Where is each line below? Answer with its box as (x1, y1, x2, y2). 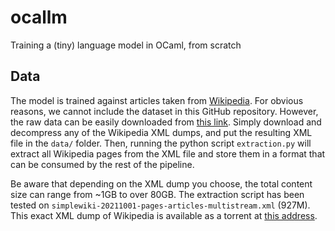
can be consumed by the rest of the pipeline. (10, 158, 195, 170)
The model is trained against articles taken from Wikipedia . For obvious (10, 94, 304, 106)
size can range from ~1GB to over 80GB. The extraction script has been (10, 188, 305, 200)
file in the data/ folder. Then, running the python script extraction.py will (10, 137, 312, 149)
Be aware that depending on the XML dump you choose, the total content (10, 177, 313, 190)
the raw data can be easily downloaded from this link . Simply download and (10, 116, 322, 128)
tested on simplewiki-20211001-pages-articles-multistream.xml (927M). (10, 199, 311, 211)
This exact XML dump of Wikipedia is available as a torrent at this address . (10, 209, 318, 221)
